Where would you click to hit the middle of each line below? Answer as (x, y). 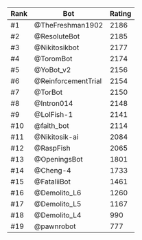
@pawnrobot (55, 226)
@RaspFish (52, 148)
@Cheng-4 (52, 170)
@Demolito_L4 (58, 215)
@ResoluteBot (57, 36)
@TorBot (48, 92)
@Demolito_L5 (58, 204)
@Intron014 (54, 103)
